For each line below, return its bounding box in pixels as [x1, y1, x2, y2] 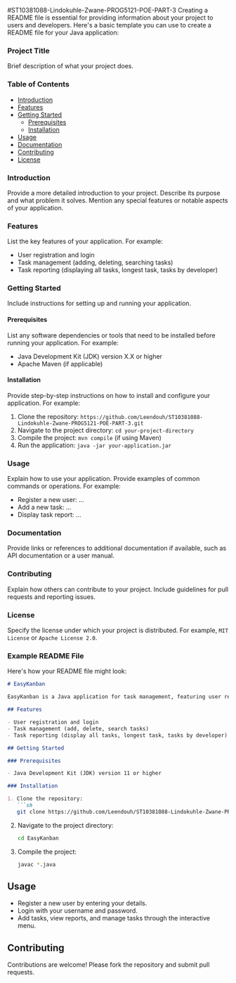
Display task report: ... [17, 510, 81, 519]
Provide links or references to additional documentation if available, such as [7, 544, 227, 553]
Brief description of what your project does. [7, 62, 134, 70]
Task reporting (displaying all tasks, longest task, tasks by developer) [17, 266, 218, 274]
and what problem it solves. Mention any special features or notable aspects [7, 196, 228, 205]
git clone [16, 808, 46, 815]
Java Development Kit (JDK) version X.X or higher [17, 352, 163, 361]
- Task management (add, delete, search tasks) [7, 725, 150, 732]
